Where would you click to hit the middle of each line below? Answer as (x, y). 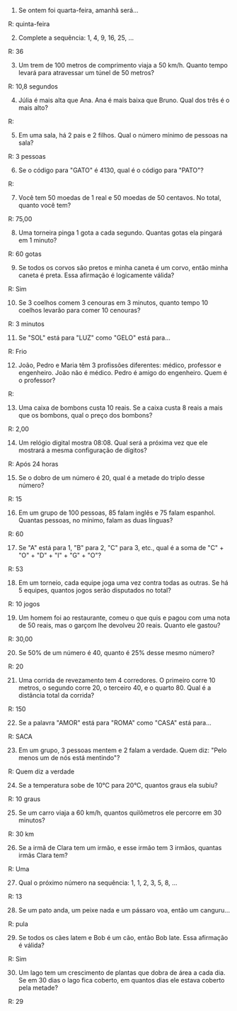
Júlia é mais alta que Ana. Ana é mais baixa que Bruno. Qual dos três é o (124, 100)
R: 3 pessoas (27, 156)
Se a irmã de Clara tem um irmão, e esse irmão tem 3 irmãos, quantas (120, 848)
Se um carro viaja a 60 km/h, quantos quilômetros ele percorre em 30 (120, 812)
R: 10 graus (24, 799)
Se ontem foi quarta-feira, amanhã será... (78, 10)
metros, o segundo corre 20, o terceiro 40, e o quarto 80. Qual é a (115, 688)
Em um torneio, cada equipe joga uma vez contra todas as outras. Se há (123, 583)
